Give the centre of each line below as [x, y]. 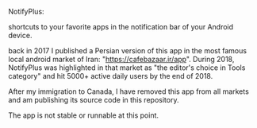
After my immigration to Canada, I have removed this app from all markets [129, 91]
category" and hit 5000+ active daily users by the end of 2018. [111, 76]
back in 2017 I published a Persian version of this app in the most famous [128, 50]
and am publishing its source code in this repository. [94, 100]
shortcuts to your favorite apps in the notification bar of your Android [121, 27]
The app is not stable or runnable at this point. [84, 115]
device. [20, 35]
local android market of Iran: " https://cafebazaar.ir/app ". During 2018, [121, 59]
